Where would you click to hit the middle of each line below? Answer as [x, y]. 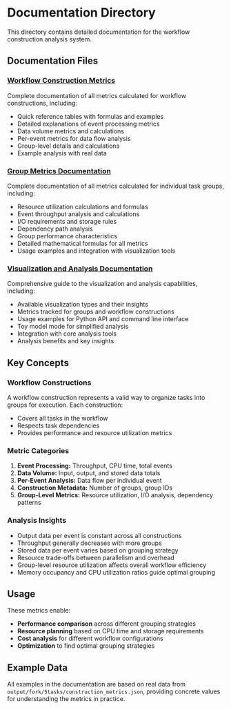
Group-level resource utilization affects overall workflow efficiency [112, 565]
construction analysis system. [49, 39]
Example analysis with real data [62, 153]
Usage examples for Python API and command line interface [103, 319]
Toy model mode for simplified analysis [73, 327]
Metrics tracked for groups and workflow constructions [96, 311]
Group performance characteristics [67, 236]
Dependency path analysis [55, 229]
